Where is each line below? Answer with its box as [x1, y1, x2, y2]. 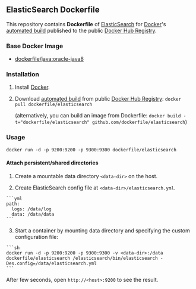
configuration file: [14, 233, 58, 240]
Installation [6, 70, 40, 79]
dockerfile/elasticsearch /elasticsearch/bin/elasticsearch [6, 255, 159, 261]
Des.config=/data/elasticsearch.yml [6, 260, 97, 266]
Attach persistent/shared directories [6, 159, 99, 166]
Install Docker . [14, 83, 50, 91]
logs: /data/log [11, 206, 52, 212]
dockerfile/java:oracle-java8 [14, 55, 84, 63]
